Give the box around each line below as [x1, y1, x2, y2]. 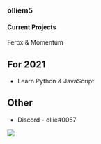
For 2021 [7, 58, 46, 70]
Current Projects [7, 23, 56, 31]
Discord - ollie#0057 [17, 115, 77, 124]
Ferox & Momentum [7, 38, 64, 47]
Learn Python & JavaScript [17, 77, 95, 85]
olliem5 [7, 6, 33, 15]
